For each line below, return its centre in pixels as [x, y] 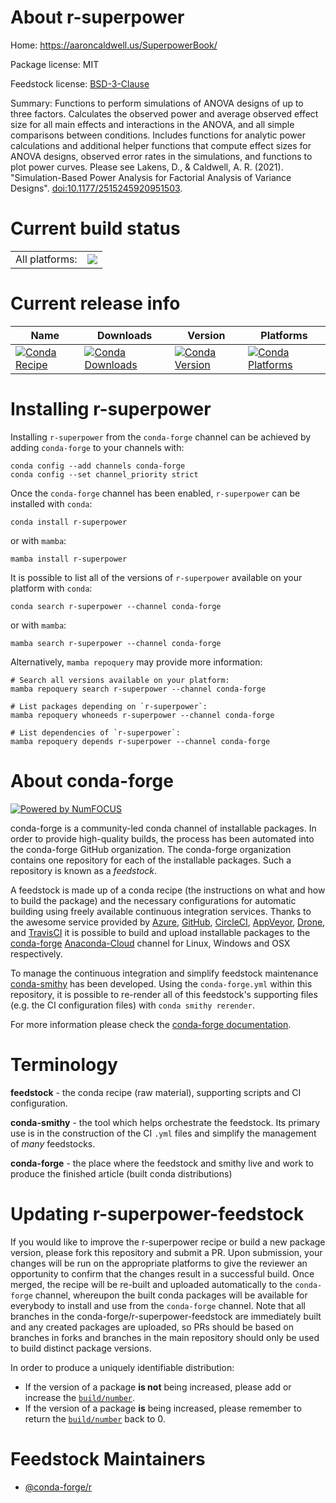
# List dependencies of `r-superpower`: [96, 732]
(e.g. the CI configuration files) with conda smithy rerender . [132, 1005]
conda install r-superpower [69, 522]
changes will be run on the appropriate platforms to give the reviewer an [159, 1263]
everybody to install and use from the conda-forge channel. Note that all [158, 1305]
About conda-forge [92, 780]
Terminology [64, 1064]
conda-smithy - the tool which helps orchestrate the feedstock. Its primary [165, 1122]
